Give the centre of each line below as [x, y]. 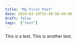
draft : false [18, 18]
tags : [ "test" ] [21, 23]
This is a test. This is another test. [39, 36]
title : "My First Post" [29, 9]
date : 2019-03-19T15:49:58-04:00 [39, 14]
